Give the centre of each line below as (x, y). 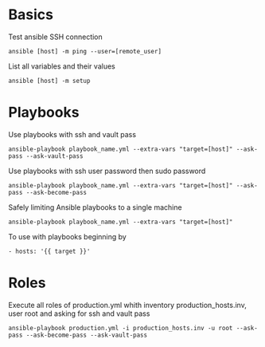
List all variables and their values (62, 66)
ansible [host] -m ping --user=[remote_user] (85, 51)
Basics (31, 15)
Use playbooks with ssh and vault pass (72, 134)
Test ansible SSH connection (56, 37)
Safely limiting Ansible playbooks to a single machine (95, 207)
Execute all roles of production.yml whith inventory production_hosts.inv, (127, 305)
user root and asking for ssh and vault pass (79, 313)
